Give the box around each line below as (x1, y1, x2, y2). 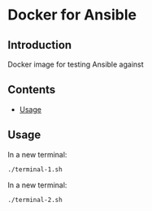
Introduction (7, 38, 72, 52)
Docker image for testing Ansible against (7, 59, 144, 69)
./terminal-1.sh (7, 165, 63, 174)
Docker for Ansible (7, 6, 137, 24)
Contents (7, 83, 56, 97)
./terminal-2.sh (7, 196, 63, 204)
